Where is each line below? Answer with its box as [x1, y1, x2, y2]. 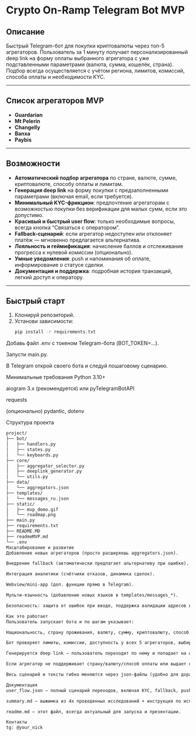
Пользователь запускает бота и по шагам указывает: [6, 618, 134, 625]
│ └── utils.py [6, 474, 48, 480]
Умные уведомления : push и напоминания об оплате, [14, 255, 151, 262]
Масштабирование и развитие [6, 545, 75, 551]
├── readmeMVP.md [6, 534, 48, 539]
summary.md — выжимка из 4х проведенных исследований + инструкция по [6, 698, 181, 704]
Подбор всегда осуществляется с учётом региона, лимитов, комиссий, [6, 67, 185, 74]
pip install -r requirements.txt [14, 329, 96, 335]
